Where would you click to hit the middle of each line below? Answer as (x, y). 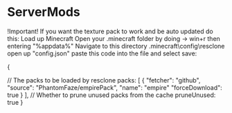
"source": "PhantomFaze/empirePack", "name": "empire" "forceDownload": (115, 87)
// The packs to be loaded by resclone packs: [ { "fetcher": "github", (104, 80)
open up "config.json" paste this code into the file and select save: (102, 53)
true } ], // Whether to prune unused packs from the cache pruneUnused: (111, 95)
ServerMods (44, 12)
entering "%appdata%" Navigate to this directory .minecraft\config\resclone (116, 46)
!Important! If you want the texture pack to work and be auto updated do (110, 31)
